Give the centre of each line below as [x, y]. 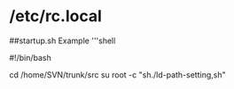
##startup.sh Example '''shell [62, 41]
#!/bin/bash [30, 57]
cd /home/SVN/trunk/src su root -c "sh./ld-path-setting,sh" [117, 74]
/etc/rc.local [55, 16]
